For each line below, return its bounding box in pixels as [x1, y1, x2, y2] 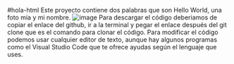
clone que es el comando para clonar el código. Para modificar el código [7, 28, 218, 36]
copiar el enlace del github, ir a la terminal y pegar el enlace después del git [7, 21, 227, 29]
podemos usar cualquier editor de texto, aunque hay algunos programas [7, 35, 217, 44]
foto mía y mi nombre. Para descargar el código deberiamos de [7, 13, 217, 22]
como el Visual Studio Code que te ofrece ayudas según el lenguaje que [7, 43, 217, 51]
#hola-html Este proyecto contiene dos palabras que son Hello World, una [7, 6, 222, 14]
